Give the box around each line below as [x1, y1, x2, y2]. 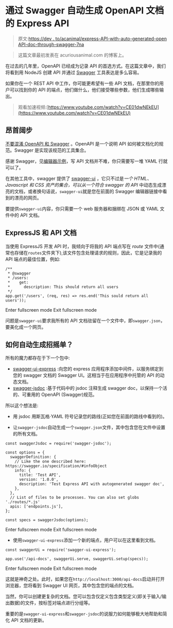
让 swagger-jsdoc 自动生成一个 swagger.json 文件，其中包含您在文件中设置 [12, 424, 166, 430]
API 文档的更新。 [11, 617, 47, 623]
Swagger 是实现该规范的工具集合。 [14, 147, 89, 153]
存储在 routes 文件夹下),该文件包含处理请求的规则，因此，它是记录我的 [14, 249, 162, 256]
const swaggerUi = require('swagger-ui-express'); [5, 547, 116, 553]
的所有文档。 [12, 430, 40, 437]
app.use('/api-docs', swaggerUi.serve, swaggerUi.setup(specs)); [5, 557, 148, 562]
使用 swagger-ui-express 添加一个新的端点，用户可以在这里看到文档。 [12, 537, 159, 543]
